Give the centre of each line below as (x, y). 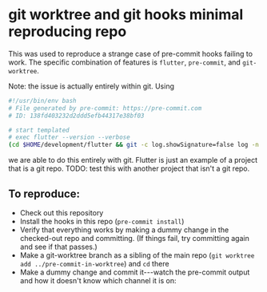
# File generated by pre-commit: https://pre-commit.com (105, 108)
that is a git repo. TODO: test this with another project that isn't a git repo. (129, 168)
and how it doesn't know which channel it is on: (98, 280)
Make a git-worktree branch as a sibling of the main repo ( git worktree (137, 255)
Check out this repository (62, 213)
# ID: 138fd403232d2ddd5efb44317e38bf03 (77, 116)
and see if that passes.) (58, 247)
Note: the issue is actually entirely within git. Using (91, 86)
